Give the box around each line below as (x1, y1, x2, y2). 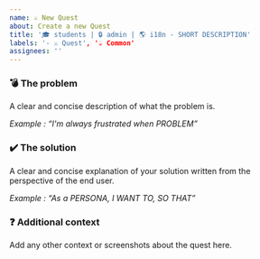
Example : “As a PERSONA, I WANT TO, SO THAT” (9, 192, 196, 203)
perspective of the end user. (9, 175, 115, 186)
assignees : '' (9, 47, 63, 56)
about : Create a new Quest (9, 22, 111, 31)
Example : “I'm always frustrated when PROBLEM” (9, 118, 199, 129)
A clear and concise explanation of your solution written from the (9, 165, 251, 176)
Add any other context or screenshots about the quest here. (9, 240, 233, 251)
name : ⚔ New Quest (9, 13, 79, 23)
